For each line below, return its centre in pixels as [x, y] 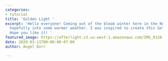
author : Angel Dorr [25, 47]
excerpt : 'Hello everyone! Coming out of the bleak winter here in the [81, 24]
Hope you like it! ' [31, 33]
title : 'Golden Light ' [30, 19]
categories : [17, 10]
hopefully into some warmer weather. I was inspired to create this [82, 28]
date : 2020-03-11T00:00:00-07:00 [40, 42]
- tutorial [16, 14]
